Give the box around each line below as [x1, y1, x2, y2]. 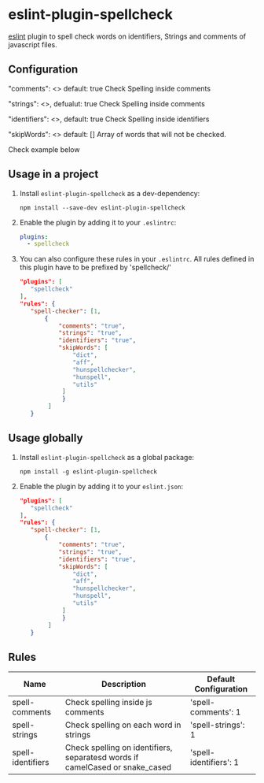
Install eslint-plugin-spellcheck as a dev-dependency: [19, 188, 200, 198]
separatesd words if [65, 752, 139, 763]
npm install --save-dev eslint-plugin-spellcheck [19, 203, 186, 212]
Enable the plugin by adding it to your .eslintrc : [19, 217, 177, 227]
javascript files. [8, 39, 57, 49]
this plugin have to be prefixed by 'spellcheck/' [19, 262, 171, 273]
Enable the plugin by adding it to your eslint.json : [19, 481, 184, 491]
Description [101, 679, 147, 690]
